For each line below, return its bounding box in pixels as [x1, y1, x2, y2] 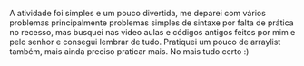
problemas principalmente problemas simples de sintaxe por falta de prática [9, 17, 294, 28]
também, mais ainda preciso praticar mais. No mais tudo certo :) [9, 46, 250, 57]
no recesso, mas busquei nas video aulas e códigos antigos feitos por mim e [9, 27, 296, 37]
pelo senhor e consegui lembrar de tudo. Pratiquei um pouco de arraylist [9, 36, 281, 47]
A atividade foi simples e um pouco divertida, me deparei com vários [9, 8, 266, 18]
